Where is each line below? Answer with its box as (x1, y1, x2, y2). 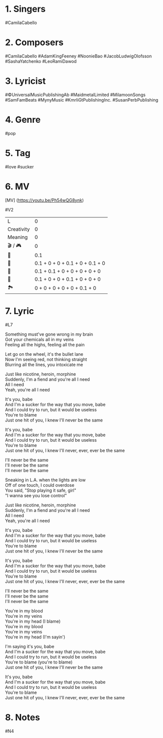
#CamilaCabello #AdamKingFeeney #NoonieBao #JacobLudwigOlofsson (5, 53, 152, 59)
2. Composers (5, 37, 64, 48)
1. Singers (5, 3, 46, 15)
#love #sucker (5, 163, 34, 170)
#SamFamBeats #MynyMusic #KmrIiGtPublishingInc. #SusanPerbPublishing (5, 97, 159, 103)
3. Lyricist (5, 76, 46, 87)
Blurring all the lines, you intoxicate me (5, 362, 83, 368)
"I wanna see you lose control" (5, 492, 67, 499)
